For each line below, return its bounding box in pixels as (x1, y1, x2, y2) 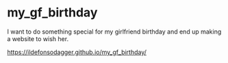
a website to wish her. (7, 34, 69, 42)
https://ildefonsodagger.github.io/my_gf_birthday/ (7, 48, 147, 56)
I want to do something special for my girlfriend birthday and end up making (7, 27, 222, 36)
